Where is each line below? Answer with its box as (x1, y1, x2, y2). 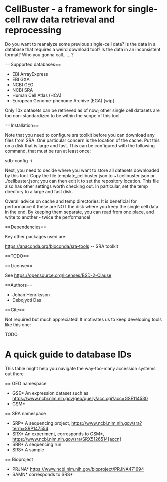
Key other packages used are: (5, 233, 67, 239)
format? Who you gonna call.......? (5, 51, 74, 58)
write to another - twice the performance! (5, 214, 91, 220)
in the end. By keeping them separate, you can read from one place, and (5, 209, 154, 215)
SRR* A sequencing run (12, 441, 62, 447)
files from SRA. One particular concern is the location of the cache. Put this (5, 137, 160, 143)
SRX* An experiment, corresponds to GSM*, (12, 431, 105, 437)
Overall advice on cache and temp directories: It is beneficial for (5, 198, 137, 204)
